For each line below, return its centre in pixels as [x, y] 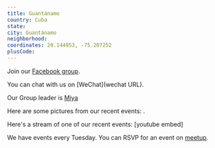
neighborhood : [27, 39]
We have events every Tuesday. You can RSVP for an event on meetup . [108, 137]
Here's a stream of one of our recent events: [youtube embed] [95, 124]
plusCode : [21, 52]
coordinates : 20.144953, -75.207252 [59, 45]
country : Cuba [27, 20]
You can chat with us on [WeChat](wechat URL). [76, 84]
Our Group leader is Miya [43, 97]
